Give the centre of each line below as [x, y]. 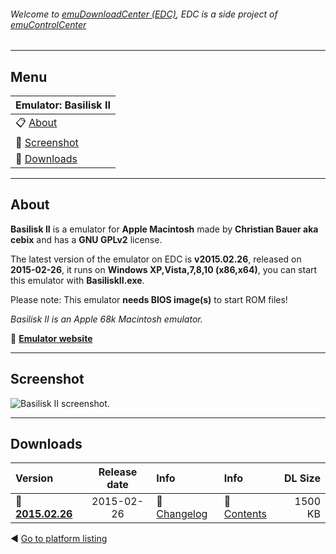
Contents [245, 514]
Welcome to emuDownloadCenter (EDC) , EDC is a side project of [144, 14]
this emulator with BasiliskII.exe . [77, 280]
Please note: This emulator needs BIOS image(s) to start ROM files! [149, 299]
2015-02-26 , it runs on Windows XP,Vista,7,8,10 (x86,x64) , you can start [164, 269]
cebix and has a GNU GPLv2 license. [86, 239]
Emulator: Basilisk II [63, 105]
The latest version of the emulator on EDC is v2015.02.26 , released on [156, 259]
